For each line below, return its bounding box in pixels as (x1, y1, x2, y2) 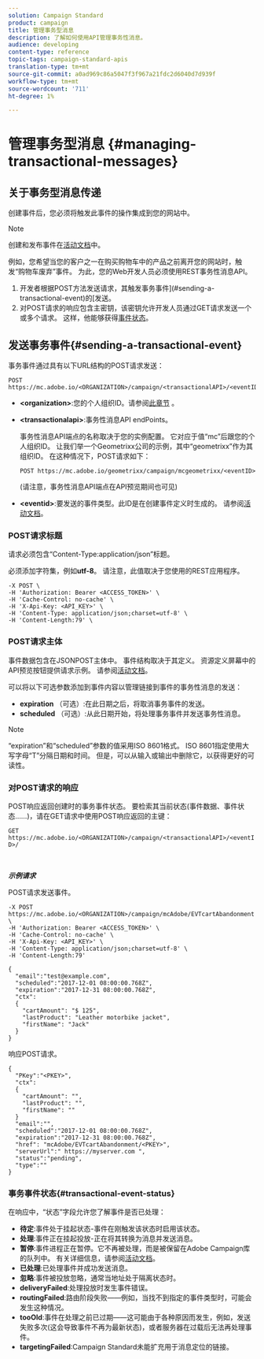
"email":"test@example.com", (15, 972, 111, 980)
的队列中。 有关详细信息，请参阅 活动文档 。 (19, 1253, 159, 1263)
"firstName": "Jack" (22, 1020, 90, 1028)
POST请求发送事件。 (8, 887, 75, 897)
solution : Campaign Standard (8, 11, 104, 20)
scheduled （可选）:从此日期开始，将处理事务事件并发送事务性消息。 (19, 708, 245, 718)
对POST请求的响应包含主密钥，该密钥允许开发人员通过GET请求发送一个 (19, 303, 252, 313)
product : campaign (8, 19, 68, 27)
